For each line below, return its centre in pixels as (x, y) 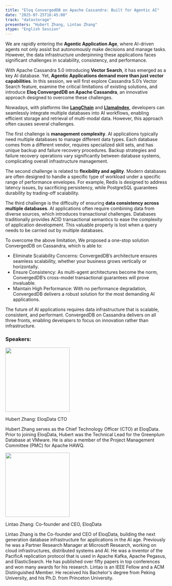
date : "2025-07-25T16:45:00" (36, 15)
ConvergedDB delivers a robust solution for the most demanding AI (84, 294)
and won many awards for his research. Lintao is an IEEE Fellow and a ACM (85, 567)
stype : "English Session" (33, 29)
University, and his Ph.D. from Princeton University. (60, 578)
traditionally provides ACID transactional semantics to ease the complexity (84, 220)
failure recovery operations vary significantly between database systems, (83, 156)
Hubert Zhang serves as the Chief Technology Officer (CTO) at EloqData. (83, 429)
